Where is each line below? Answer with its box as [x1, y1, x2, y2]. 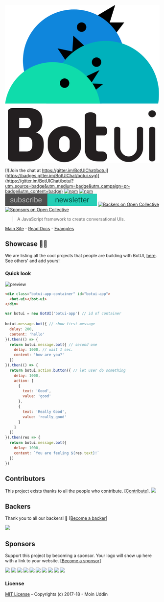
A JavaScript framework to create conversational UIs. [17, 216, 125, 222]
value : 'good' [23, 394, 51, 399]
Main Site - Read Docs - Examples [5, 225, 74, 231]
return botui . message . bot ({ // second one [9, 342, 97, 347]
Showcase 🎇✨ [5, 240, 48, 248]
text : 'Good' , [23, 388, 51, 394]
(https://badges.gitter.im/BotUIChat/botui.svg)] [5, 172, 99, 178]
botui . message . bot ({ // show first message [5, 321, 95, 327]
